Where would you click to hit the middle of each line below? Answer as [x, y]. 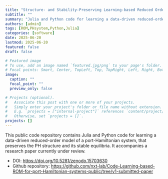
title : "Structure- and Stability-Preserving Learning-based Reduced [79, 10]
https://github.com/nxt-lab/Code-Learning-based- [103, 166]
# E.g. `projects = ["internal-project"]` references [64, 111]
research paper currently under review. [45, 151]
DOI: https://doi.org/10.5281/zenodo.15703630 [60, 160]
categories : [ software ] [30, 33]
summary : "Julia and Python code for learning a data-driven [70, 19]
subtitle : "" [19, 14]
